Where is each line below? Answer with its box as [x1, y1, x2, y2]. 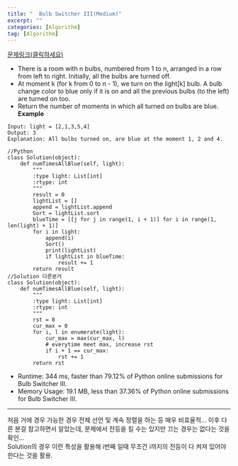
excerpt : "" [7, 17, 42, 24]
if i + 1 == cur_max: [45, 347, 110, 354]
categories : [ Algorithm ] [7, 23, 81, 30]
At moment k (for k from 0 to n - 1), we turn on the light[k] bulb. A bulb [17, 79, 222, 88]
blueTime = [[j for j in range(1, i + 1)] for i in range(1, [33, 216, 217, 223]
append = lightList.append [33, 204, 113, 211]
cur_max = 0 [33, 322, 69, 330]
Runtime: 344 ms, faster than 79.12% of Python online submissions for [17, 372, 223, 380]
